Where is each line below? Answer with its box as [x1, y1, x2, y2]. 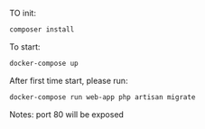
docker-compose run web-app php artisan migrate [9, 92, 196, 102]
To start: [9, 41, 41, 52]
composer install [9, 25, 75, 34]
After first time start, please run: [9, 75, 128, 86]
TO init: [9, 8, 36, 18]
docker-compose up [9, 59, 79, 68]
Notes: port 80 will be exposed [9, 108, 125, 120]
